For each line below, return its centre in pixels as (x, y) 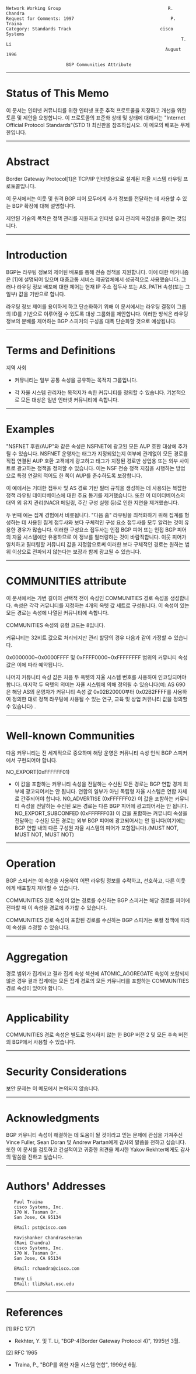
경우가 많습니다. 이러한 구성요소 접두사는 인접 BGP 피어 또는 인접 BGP (96, 529)
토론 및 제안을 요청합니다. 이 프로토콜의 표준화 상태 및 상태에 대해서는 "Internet (96, 118)
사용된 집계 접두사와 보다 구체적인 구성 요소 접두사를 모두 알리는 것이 (106, 522)
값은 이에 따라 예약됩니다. (35, 664)
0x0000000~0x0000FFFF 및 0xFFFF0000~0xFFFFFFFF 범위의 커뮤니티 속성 (97, 657)
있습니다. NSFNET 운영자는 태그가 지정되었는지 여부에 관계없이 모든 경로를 (103, 453)
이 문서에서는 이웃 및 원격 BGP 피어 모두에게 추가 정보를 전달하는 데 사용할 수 (94, 198)
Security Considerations (66, 1072)
